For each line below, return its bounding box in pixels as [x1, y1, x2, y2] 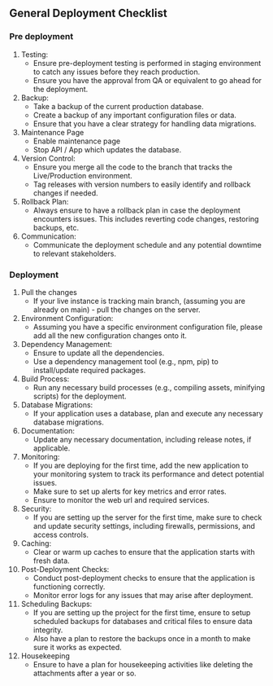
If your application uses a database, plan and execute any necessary [32, 408, 263, 418]
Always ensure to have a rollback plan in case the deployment [32, 205, 240, 215]
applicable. [32, 443, 71, 453]
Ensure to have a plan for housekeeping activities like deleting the [32, 659, 253, 669]
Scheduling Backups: [20, 599, 93, 609]
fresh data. [32, 556, 70, 565]
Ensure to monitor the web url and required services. [32, 495, 210, 504]
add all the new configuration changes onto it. [32, 330, 188, 341]
